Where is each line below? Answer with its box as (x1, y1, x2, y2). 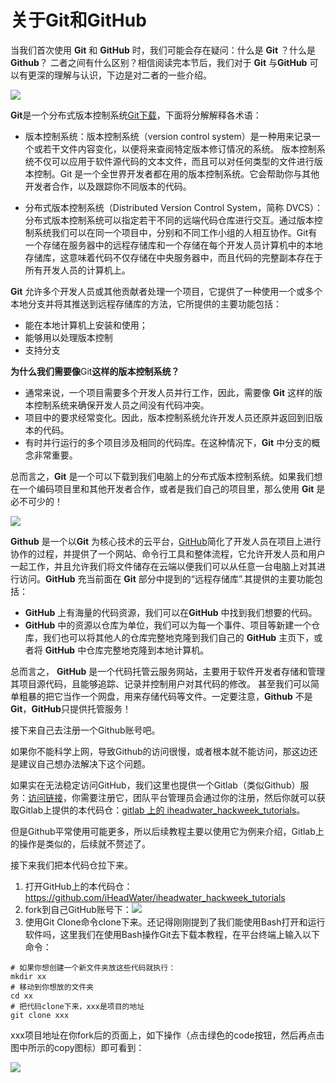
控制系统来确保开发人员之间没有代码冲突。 (33, 399, 210, 411)
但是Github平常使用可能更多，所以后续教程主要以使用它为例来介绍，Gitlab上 (10, 825, 325, 837)
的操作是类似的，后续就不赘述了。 (10, 837, 151, 850)
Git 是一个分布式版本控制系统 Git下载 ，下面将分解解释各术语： (10, 109, 262, 121)
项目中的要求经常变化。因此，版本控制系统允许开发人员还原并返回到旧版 (24, 411, 323, 423)
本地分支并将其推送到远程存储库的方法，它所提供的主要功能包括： (10, 297, 282, 310)
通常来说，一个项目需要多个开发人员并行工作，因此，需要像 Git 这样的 (24, 386, 315, 398)
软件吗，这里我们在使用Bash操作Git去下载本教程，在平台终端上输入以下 (24, 928, 320, 940)
